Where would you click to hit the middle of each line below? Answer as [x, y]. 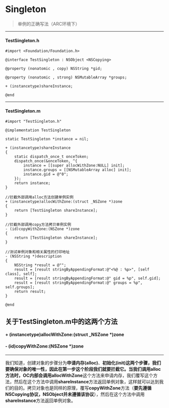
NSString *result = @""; [40, 265]
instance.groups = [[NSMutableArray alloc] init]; [77, 170]
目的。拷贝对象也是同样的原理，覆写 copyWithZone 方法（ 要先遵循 [83, 388]
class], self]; [21, 274]
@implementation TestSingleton [38, 130]
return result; [30, 292]
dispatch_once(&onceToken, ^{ [46, 161]
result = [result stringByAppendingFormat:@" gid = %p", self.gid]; [88, 278]
